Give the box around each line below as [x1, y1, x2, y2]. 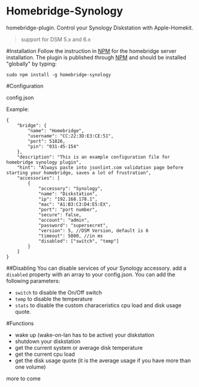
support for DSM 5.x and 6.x [20, 35, 91, 43]
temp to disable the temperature [14, 295, 93, 302]
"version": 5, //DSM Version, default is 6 [38, 227, 149, 234]
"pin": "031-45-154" [28, 143, 79, 150]
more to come [6, 374, 41, 382]
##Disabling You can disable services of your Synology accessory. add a [6, 264, 187, 272]
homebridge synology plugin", [6, 159, 82, 165]
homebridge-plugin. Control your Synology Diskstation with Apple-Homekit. [6, 24, 194, 31]
